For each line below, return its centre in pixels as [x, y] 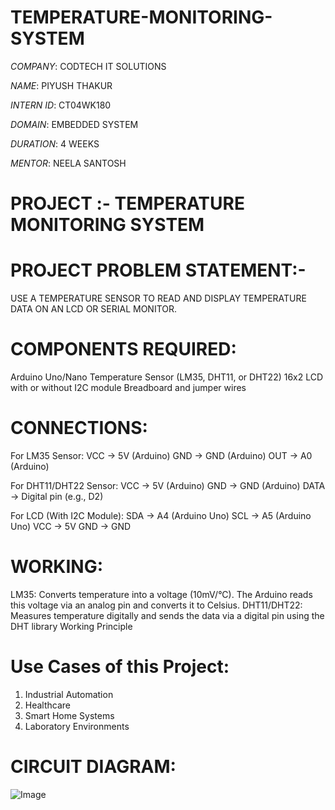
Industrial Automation [69, 694]
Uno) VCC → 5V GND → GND [71, 526]
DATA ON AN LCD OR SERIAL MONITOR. [94, 309]
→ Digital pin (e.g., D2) [57, 496]
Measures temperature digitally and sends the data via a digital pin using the [167, 615]
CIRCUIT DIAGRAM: [93, 767]
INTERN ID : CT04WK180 [61, 105]
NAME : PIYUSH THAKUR [61, 85]
